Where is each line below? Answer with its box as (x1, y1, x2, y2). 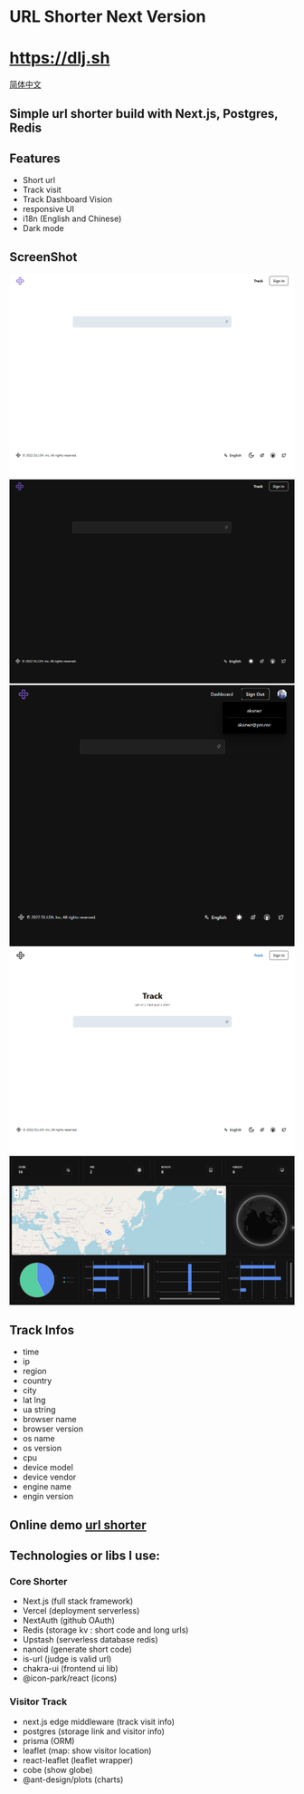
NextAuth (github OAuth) (22, 1615, 116, 1626)
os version (22, 1443, 62, 1454)
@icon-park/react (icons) (22, 1673, 118, 1683)
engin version (22, 1491, 74, 1502)
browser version (22, 1423, 84, 1434)
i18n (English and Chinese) (22, 213, 122, 224)
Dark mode (22, 223, 65, 234)
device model (22, 1462, 74, 1473)
